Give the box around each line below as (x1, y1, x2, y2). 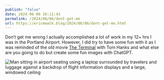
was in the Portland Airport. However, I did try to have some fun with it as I (5, 40, 156, 45)
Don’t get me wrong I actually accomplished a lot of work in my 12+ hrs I (5, 34, 152, 40)
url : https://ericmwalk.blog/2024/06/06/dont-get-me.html (5, 20, 127, 26)
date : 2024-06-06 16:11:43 (5, 12, 61, 17)
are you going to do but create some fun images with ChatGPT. (5, 50, 133, 56)
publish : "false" (5, 7, 41, 12)
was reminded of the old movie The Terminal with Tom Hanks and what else (5, 44, 159, 50)
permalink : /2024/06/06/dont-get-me (5, 16, 80, 21)
